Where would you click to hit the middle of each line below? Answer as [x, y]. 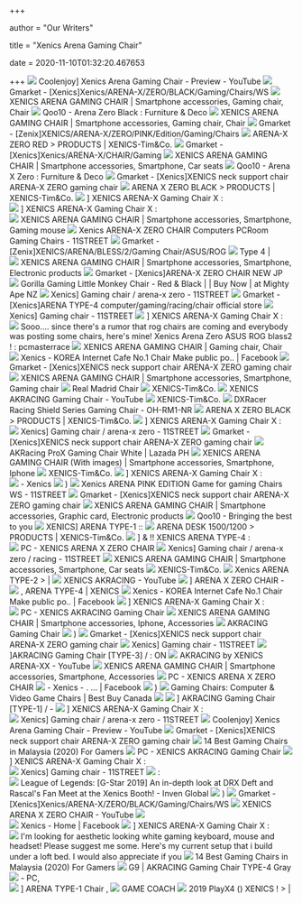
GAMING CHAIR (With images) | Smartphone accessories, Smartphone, [142, 462]
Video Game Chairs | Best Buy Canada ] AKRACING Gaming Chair [142, 698]
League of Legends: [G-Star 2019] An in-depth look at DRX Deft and [147, 783]
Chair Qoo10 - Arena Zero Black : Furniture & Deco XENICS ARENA [144, 112]
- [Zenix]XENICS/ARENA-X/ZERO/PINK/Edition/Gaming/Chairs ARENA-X [149, 134]
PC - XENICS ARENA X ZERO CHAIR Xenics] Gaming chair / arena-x [152, 548]
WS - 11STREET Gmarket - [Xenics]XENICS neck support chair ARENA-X [150, 494]
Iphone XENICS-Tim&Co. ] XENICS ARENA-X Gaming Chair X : [136, 473]
